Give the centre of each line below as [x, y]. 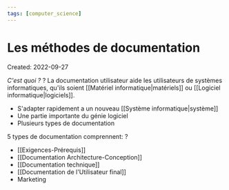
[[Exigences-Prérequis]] [51, 150]
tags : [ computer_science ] [44, 13]
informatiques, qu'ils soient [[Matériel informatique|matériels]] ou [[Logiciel [114, 88]
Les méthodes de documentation [104, 47]
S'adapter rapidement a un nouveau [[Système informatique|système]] [118, 108]
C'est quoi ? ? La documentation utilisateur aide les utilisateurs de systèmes [115, 80]
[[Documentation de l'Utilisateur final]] [71, 172]
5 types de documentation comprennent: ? [68, 136]
